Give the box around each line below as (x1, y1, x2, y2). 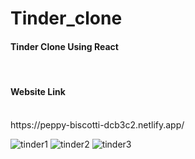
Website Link (10, 85, 66, 97)
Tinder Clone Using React (10, 40, 119, 52)
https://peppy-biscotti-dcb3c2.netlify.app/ (10, 118, 185, 131)
